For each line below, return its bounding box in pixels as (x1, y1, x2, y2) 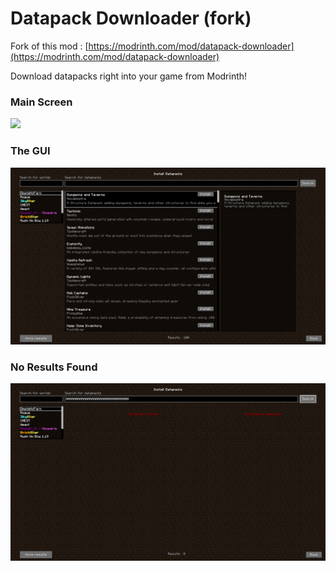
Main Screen (10, 95, 73, 109)
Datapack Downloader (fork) (10, 7, 252, 30)
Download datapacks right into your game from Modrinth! (10, 70, 248, 82)
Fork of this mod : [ (10, 40, 89, 52)
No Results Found (10, 360, 98, 374)
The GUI (10, 144, 51, 158)
